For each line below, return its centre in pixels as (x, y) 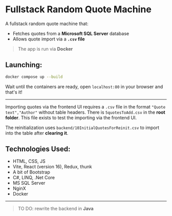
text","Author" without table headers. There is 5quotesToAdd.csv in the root (85, 112)
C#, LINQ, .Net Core (34, 178)
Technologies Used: (38, 149)
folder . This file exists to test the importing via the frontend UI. (71, 117)
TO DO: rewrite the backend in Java (56, 209)
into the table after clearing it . (37, 133)
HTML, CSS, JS (29, 161)
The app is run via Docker (45, 49)
